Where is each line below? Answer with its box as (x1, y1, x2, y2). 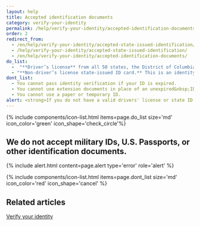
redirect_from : (6, 36, 44, 42)
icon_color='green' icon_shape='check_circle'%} (6, 120, 126, 127)
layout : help (6, 8, 39, 15)
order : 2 (6, 31, 28, 37)
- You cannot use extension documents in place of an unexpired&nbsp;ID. (11, 86, 198, 92)
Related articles (6, 197, 65, 207)
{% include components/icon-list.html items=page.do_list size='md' (6, 114, 173, 121)
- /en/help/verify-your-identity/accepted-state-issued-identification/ (11, 42, 196, 48)
